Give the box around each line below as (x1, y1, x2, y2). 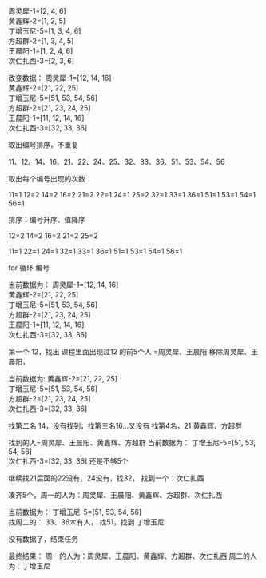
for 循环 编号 (8, 263, 50, 273)
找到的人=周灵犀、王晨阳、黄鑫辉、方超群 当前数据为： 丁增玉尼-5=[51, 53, (8, 438, 256, 447)
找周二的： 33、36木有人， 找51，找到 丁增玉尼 (8, 517, 165, 527)
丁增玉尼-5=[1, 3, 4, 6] (8, 26, 81, 35)
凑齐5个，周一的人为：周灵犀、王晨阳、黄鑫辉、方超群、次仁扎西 (8, 490, 223, 500)
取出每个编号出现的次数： (8, 174, 93, 183)
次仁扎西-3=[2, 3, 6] (8, 56, 74, 66)
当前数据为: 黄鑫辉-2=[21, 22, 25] (8, 374, 118, 383)
